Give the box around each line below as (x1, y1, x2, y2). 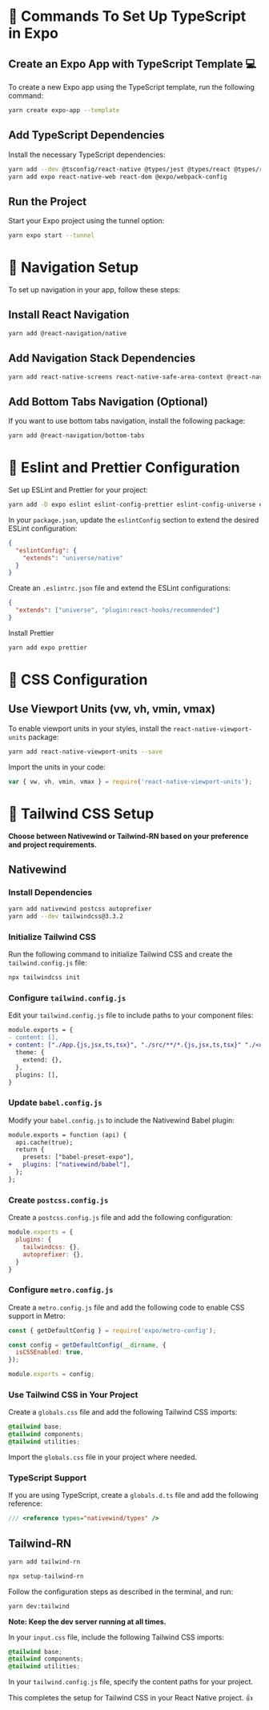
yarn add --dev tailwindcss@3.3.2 (8, 913, 124, 921)
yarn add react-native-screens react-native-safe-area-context (8, 372, 224, 381)
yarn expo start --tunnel (8, 231, 94, 239)
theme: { (15, 1049, 45, 1057)
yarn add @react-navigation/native (8, 329, 127, 337)
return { (15, 1146, 45, 1154)
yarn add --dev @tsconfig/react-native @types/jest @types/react (8, 165, 231, 173)
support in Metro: (8, 1311, 66, 1320)
